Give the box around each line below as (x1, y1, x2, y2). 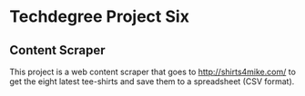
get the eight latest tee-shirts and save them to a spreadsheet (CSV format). (9, 76, 295, 87)
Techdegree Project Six (9, 6, 189, 27)
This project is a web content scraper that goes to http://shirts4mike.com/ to (9, 66, 296, 77)
